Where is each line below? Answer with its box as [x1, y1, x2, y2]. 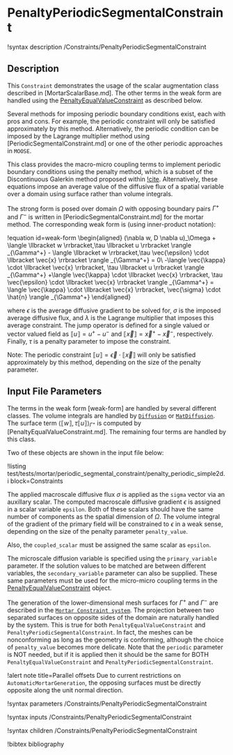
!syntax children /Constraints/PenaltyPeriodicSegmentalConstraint [7, 726, 198, 735]
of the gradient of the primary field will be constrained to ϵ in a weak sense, [7, 520, 224, 528]
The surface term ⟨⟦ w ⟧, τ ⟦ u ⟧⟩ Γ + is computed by [7, 419, 141, 429]
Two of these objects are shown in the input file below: [7, 449, 164, 457]
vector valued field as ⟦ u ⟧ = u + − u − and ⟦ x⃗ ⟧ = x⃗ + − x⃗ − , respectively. [7, 328, 214, 338]
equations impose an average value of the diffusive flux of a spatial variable [7, 182, 224, 191]
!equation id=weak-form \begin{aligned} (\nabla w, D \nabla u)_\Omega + [7, 234, 216, 242]
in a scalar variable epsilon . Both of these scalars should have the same [7, 505, 214, 514]
